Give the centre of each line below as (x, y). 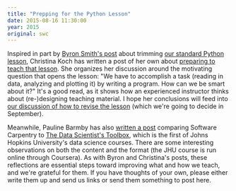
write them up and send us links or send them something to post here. (110, 180)
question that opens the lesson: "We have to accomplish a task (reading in (116, 76)
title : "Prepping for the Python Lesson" (69, 14)
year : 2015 (23, 27)
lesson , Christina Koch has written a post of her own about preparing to (111, 62)
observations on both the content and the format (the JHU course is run (112, 150)
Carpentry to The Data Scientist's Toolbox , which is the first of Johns (108, 135)
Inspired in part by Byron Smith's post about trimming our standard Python (116, 54)
